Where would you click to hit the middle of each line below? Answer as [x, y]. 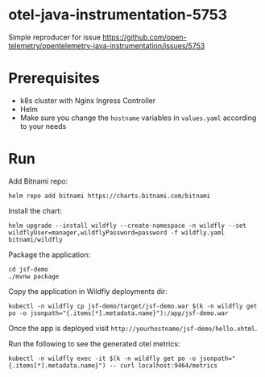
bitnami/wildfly [35, 239]
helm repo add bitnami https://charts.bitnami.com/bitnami [110, 196]
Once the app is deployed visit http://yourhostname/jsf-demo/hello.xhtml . [133, 328]
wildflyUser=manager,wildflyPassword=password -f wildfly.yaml [117, 232]
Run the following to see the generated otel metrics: [94, 343]
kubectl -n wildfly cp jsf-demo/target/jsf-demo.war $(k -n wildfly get [133, 306]
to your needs [43, 126]
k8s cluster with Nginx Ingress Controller [88, 100]
